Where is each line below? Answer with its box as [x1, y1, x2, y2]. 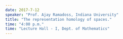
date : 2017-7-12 [5, 7, 39, 13]
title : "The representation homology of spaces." [5, 17, 112, 22]
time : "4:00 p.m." [5, 21, 44, 27]
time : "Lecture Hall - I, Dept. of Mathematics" [5, 26, 110, 31]
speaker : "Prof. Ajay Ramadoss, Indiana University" [5, 12, 119, 17]
